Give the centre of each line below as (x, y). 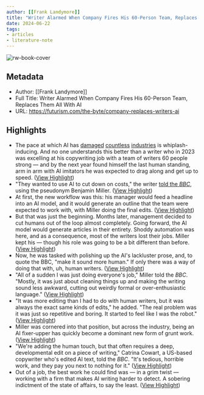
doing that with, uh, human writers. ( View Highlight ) (80, 268)
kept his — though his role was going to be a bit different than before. (102, 242)
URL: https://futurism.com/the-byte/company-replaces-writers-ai (97, 111)
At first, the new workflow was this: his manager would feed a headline (104, 197)
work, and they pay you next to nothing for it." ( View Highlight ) (93, 365)
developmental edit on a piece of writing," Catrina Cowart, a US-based (104, 352)
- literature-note (30, 40)
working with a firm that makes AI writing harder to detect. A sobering (103, 379)
